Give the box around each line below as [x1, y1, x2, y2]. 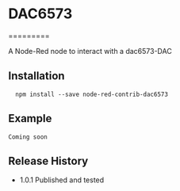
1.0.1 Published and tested [19, 175, 105, 185]
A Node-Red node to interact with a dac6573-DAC [8, 46, 172, 55]
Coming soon [8, 132, 48, 141]
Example [8, 112, 52, 125]
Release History [8, 154, 89, 167]
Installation [8, 69, 65, 83]
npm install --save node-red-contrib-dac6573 [15, 90, 169, 98]
